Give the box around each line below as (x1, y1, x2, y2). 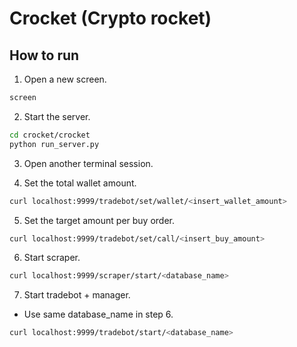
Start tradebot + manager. (23, 289, 131, 301)
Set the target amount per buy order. (23, 214, 176, 226)
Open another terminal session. (23, 157, 154, 169)
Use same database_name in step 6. (23, 308, 174, 321)
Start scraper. (23, 252, 81, 264)
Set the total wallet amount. (23, 177, 137, 189)
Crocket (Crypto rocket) (9, 7, 212, 30)
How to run (9, 47, 80, 64)
